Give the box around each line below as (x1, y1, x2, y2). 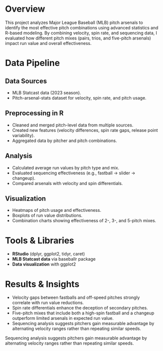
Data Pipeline (5, 58, 60, 69)
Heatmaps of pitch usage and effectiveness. (12, 207, 102, 213)
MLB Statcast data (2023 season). (12, 89, 81, 96)
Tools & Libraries (5, 235, 75, 246)
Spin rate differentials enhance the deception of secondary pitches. (12, 305, 148, 311)
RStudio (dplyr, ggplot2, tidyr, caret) (12, 251, 85, 257)
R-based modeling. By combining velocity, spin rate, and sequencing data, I (5, 30, 157, 36)
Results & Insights (5, 278, 80, 289)
